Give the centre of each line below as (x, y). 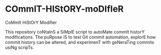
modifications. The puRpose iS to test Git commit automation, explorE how (80, 37)
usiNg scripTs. (20, 47)
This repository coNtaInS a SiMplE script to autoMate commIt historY (75, 32)
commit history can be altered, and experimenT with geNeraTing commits (80, 42)
